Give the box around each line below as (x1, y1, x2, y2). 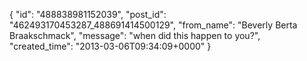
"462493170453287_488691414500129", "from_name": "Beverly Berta (9, 19, 298, 31)
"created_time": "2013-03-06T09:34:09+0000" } (9, 40, 212, 52)
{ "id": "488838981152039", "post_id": (9, 9, 167, 20)
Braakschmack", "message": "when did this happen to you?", (9, 30, 261, 41)
